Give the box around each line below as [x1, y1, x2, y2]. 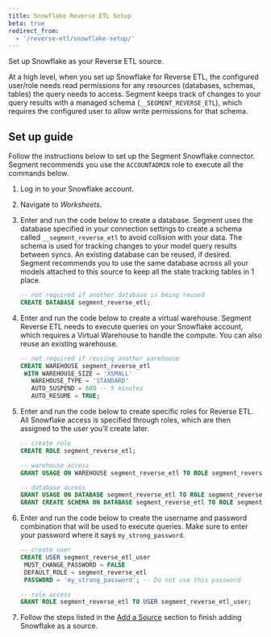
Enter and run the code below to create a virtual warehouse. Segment [19, 312, 252, 323]
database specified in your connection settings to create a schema [19, 224, 242, 234]
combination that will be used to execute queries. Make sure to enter [19, 522, 248, 531]
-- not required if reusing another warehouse [19, 354, 180, 363]
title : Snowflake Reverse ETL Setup [8, 11, 131, 20]
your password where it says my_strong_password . [19, 530, 186, 540]
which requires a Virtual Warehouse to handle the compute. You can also [19, 330, 262, 340]
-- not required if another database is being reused [19, 291, 205, 300]
